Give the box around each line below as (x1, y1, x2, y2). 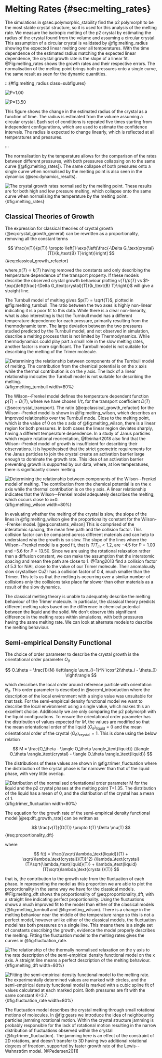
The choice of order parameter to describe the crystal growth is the (5, 651, 139, 657)
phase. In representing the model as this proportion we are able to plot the (5, 881, 153, 887)
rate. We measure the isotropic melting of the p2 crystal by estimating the (5, 30, 151, 35)
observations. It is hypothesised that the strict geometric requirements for (5, 446, 152, 452)
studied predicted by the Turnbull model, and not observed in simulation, (5, 328, 149, 334)
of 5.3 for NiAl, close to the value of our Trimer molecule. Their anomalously (5, 564, 156, 569)
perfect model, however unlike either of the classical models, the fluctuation (5, 917, 156, 923)
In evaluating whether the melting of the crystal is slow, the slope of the (5, 511, 147, 517)
